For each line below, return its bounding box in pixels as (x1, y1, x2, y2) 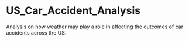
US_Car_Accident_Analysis (6, 4, 141, 17)
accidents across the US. (6, 29, 67, 36)
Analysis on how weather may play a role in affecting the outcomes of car (6, 23, 183, 30)
